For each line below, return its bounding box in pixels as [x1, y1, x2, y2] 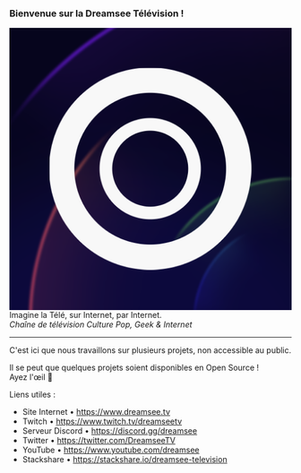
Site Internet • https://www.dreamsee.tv [21, 407, 171, 417]
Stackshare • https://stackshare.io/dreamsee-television [21, 454, 228, 465]
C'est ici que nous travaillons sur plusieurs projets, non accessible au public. [9, 345, 292, 356]
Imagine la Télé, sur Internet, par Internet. [9, 310, 162, 321]
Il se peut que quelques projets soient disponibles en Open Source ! [9, 362, 260, 374]
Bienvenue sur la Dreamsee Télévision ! [9, 7, 185, 20]
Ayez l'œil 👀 [9, 372, 54, 383]
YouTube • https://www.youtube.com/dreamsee [21, 444, 200, 455]
